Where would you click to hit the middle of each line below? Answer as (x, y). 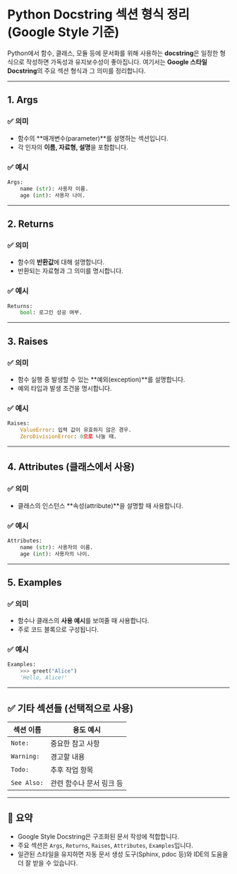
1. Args (23, 100)
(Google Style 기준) (63, 32)
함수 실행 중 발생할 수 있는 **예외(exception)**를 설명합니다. (101, 379)
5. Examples (35, 583)
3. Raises (28, 341)
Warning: (25, 756)
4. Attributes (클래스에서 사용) (71, 467)
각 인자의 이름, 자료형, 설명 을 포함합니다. (73, 147)
